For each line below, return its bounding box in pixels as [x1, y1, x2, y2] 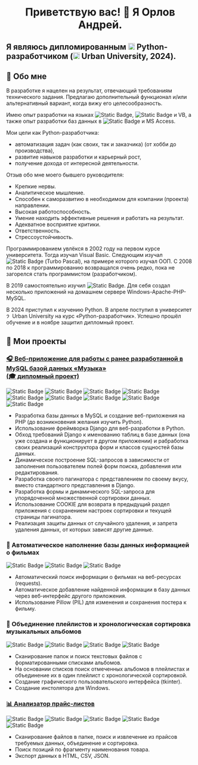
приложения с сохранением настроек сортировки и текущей [14, 507, 172, 515]
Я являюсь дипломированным [6, 42, 126, 52]
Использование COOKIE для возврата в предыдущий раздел [14, 501, 170, 508]
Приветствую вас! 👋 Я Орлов [25, 5, 175, 19]
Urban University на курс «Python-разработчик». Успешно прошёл [11, 312, 181, 320]
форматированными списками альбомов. [14, 659, 122, 666]
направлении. [14, 202, 51, 209]
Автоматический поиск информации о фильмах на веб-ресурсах [14, 574, 181, 581]
